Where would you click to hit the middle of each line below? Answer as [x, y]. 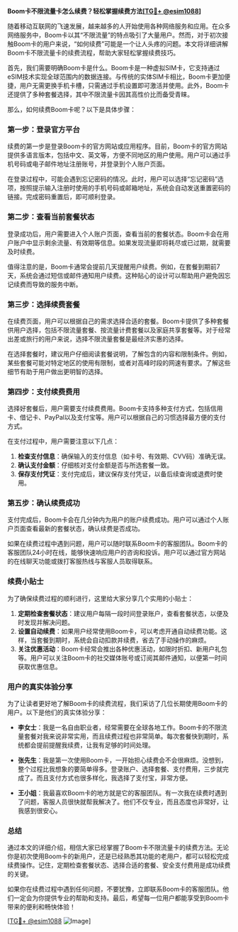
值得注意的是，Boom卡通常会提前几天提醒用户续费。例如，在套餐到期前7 [114, 266]
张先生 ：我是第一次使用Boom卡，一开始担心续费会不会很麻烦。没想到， [123, 760]
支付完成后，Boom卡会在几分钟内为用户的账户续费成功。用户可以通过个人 [115, 520]
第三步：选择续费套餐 [44, 304]
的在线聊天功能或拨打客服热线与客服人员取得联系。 [82, 561]
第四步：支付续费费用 [44, 391]
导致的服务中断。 [57, 284]
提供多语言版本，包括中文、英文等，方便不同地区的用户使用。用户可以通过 [116, 155]
